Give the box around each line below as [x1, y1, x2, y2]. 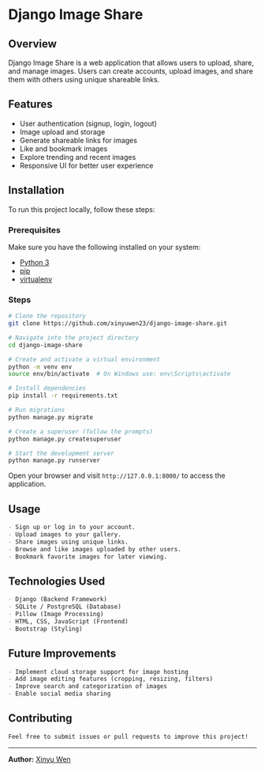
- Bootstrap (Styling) [8, 625, 83, 633]
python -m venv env [8, 362, 73, 371]
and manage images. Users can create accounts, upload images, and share [8, 66, 254, 76]
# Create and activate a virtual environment [8, 355, 160, 363]
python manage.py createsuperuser [8, 435, 122, 443]
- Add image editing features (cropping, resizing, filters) [8, 675, 214, 683]
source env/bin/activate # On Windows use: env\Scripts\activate [8, 370, 231, 378]
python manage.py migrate [8, 413, 93, 421]
